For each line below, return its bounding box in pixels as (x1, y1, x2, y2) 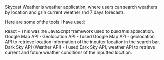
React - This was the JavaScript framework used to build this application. (5, 29, 155, 34)
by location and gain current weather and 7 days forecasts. (5, 9, 125, 15)
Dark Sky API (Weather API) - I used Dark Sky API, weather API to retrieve (5, 44, 156, 50)
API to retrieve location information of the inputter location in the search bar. (5, 39, 160, 45)
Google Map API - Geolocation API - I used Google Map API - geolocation (5, 34, 155, 39)
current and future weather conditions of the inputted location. (5, 49, 132, 55)
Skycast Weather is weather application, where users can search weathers (5, 4, 157, 10)
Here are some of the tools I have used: (5, 19, 85, 25)
